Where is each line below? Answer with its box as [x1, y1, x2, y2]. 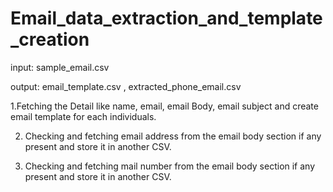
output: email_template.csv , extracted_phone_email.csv [10, 80, 242, 92]
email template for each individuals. [10, 110, 157, 122]
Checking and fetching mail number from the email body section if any [24, 160, 316, 172]
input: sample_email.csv [10, 61, 110, 73]
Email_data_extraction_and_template [10, 7, 323, 30]
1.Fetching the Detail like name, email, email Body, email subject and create [10, 100, 319, 112]
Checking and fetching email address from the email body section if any [24, 130, 322, 142]
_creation [10, 28, 90, 51]
